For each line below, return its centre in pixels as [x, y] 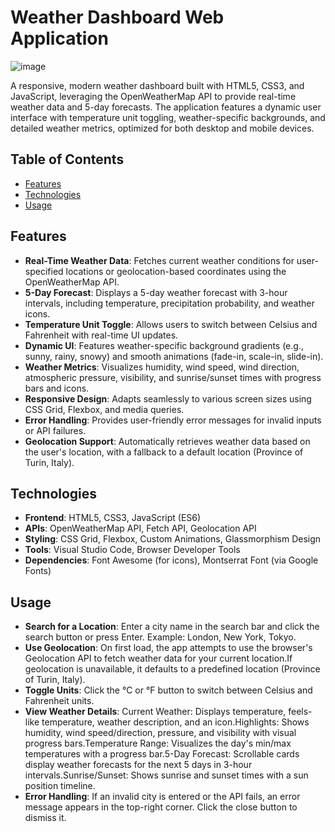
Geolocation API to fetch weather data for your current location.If [158, 658]
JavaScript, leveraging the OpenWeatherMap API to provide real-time [153, 96]
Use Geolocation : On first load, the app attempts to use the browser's [168, 648]
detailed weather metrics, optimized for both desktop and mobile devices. [162, 128]
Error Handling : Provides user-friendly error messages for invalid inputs [173, 420]
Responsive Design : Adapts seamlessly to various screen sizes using [168, 398]
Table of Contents [67, 159]
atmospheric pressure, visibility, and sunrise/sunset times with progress [173, 377]
